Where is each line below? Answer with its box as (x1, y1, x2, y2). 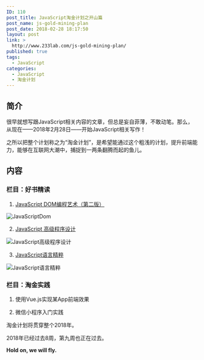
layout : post (6, 32, 40, 38)
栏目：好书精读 (6, 185, 51, 194)
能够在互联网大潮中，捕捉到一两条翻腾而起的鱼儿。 (16, 146, 145, 153)
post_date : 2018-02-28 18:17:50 (6, 26, 88, 32)
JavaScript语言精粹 (15, 251, 64, 258)
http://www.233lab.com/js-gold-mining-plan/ (12, 43, 127, 49)
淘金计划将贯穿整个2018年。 (6, 321, 77, 328)
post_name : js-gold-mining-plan (6, 20, 88, 26)
